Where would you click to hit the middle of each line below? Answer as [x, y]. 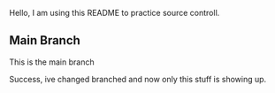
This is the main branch [52, 62]
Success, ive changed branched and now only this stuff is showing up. [138, 79]
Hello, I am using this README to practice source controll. [115, 13]
